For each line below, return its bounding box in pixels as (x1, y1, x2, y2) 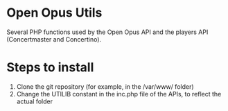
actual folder (16, 97, 53, 105)
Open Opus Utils (6, 5, 103, 21)
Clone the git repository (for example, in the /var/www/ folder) (16, 82, 195, 91)
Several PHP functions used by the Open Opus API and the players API (6, 28, 209, 36)
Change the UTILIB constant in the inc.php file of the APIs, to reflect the (16, 89, 222, 98)
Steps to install (6, 60, 94, 76)
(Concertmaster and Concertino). (6, 35, 102, 43)
